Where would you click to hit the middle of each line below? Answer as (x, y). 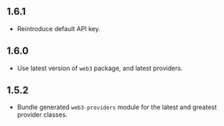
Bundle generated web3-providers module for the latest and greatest (117, 107)
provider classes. (42, 115)
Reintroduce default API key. (59, 28)
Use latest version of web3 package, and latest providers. (100, 68)
